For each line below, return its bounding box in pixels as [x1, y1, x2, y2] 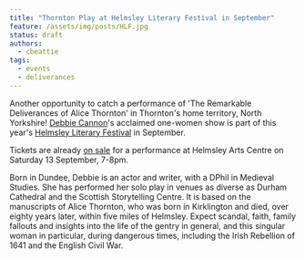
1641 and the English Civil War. [9, 239, 124, 251]
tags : [9, 56, 30, 65]
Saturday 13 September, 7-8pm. [9, 154, 129, 165]
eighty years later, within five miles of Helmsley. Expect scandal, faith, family [9, 211, 296, 222]
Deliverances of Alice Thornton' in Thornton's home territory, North [9, 107, 262, 119]
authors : [9, 38, 43, 48]
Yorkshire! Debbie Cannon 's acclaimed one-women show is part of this [9, 117, 277, 128]
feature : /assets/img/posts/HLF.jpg [9, 22, 148, 31]
